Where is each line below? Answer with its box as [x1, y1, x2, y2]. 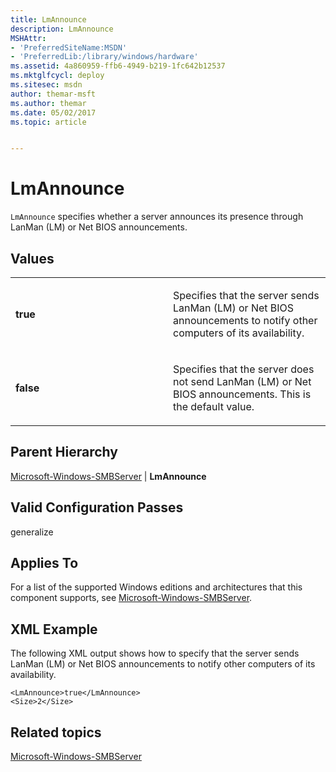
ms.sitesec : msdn [10, 80, 83, 90]
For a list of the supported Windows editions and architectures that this [10, 581, 303, 593]
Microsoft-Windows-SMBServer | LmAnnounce [10, 470, 207, 482]
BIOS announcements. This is [173, 387, 312, 401]
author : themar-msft [10, 89, 97, 99]
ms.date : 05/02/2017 [10, 107, 97, 118]
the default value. [173, 400, 255, 413]
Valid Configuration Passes [10, 499, 184, 516]
